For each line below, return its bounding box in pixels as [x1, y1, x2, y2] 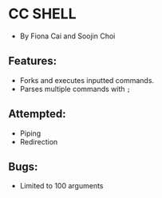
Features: [8, 54, 57, 68]
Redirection [19, 137, 58, 146]
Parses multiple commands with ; [19, 84, 131, 93]
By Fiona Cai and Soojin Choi [19, 31, 116, 41]
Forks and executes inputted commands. [19, 75, 154, 85]
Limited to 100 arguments [19, 181, 104, 191]
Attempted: [8, 107, 66, 121]
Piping [19, 129, 41, 138]
